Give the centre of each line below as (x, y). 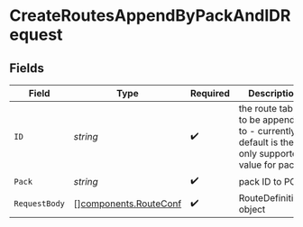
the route (258, 109)
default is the (266, 142)
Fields (27, 68)
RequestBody (40, 204)
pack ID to (260, 181)
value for (257, 165)
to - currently (267, 131)
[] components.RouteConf (128, 204)
